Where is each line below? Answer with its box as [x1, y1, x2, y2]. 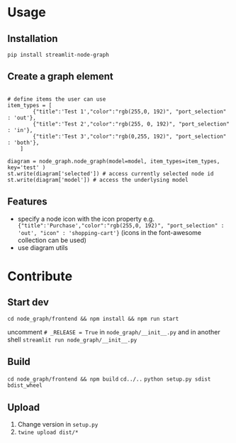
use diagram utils [17, 243, 69, 252]
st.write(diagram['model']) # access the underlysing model [7, 176, 189, 183]
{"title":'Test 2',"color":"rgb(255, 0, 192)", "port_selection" [33, 120, 230, 128]
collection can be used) [17, 236, 87, 244]
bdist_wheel [7, 382, 43, 389]
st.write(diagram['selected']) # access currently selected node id [7, 170, 214, 177]
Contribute [7, 268, 73, 284]
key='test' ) [7, 164, 46, 171]
